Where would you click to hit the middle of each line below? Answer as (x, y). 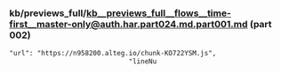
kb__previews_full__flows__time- (158, 13)
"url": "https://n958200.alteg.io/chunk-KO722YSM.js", (113, 54)
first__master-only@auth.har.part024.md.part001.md (128, 24)
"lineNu (143, 62)
